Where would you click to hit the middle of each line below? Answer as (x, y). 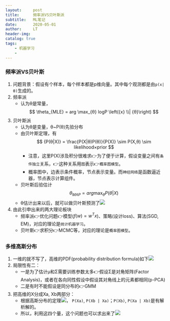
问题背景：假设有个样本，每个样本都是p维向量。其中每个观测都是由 (84, 84)
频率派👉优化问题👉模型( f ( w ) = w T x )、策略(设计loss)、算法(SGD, (90, 215)
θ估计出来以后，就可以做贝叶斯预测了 (60, 203)
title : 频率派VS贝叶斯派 (35, 15)
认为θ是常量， (35, 103)
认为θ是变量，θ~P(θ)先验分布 (52, 127)
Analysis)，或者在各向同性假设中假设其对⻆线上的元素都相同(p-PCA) (93, 279)
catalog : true (21, 39)
